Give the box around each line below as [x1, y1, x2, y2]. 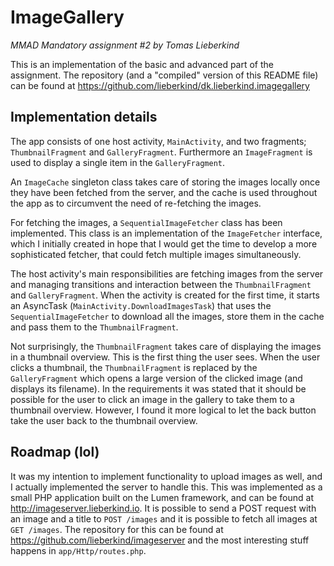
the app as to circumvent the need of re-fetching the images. [10, 197, 262, 209]
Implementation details [10, 109, 158, 126]
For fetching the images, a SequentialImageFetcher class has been [10, 216, 283, 228]
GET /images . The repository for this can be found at [10, 523, 224, 535]
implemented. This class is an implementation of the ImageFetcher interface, [10, 227, 323, 239]
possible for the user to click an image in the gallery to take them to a [10, 393, 295, 405]
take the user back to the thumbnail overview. [10, 414, 198, 426]
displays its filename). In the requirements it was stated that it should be [10, 382, 307, 395]
